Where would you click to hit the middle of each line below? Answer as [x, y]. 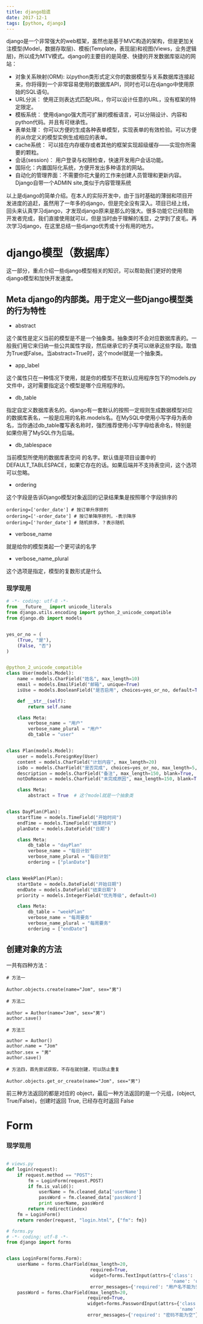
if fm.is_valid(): [51, 1186]
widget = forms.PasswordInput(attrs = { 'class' [143, 1304]
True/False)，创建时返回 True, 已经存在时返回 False [70, 1100]
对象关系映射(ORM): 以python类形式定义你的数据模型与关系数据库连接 [102, 77]
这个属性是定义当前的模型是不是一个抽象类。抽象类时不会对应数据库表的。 [99, 338]
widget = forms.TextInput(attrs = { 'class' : [141, 1276]
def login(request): [32, 1169]
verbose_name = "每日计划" [60, 851]
